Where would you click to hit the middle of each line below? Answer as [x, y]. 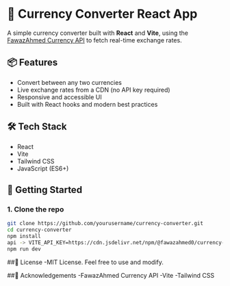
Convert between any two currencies [69, 82]
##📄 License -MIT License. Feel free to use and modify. [86, 262]
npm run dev [24, 249]
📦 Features [33, 63]
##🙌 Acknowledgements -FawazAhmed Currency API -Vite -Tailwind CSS [111, 275]
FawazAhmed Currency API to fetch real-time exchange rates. [95, 40]
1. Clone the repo [36, 209]
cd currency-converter [39, 230]
